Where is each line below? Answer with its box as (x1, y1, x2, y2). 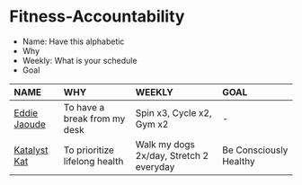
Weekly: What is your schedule (22, 55, 138, 66)
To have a (63, 101, 105, 113)
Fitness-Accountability (9, 6, 185, 27)
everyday (135, 160, 175, 172)
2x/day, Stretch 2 (135, 149, 209, 162)
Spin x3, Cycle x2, (135, 106, 213, 119)
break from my (63, 112, 126, 125)
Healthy (221, 154, 255, 167)
